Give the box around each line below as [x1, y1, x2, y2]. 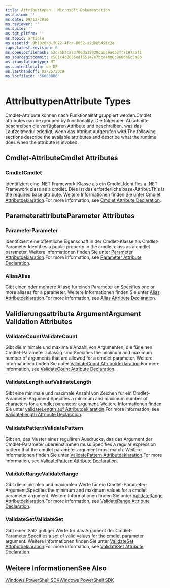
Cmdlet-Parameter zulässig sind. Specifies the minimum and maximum [5, 350, 152, 356]
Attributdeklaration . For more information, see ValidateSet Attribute [5, 544, 144, 550]
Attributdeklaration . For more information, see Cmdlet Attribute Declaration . [5, 197, 161, 203]
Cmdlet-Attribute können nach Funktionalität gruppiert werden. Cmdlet [5, 112, 151, 118]
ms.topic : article [5, 36, 44, 41]
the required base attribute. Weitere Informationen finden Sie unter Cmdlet [5, 191, 161, 198]
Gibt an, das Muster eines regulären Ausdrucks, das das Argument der [5, 436, 153, 442]
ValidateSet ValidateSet [5, 516, 63, 523]
